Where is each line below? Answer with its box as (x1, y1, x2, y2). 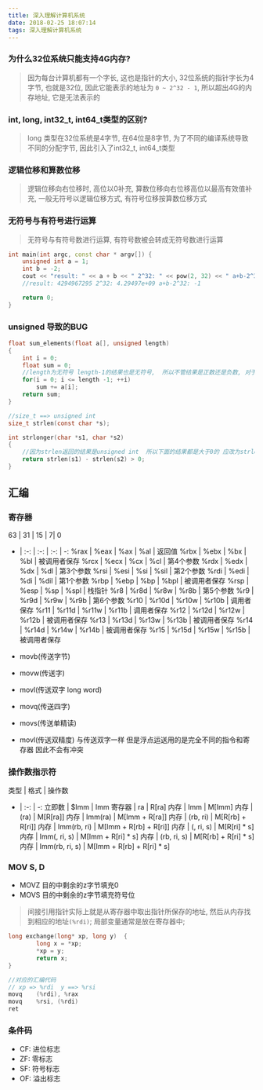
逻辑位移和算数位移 (8, 164, 81, 175)
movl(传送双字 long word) (19, 685, 103, 694)
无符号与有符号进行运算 (8, 215, 96, 226)
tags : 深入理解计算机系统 (8, 26, 82, 34)
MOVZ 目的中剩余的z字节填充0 (19, 880, 119, 890)
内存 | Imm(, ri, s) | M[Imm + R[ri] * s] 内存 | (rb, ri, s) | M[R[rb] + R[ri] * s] (19, 832, 254, 841)
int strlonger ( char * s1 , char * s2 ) (8, 433, 124, 441)
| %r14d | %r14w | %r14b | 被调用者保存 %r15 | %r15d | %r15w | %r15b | (19, 625, 250, 635)
